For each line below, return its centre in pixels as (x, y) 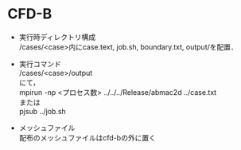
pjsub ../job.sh (43, 111)
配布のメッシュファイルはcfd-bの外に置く (87, 137)
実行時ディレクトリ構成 (57, 37)
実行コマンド (40, 64)
